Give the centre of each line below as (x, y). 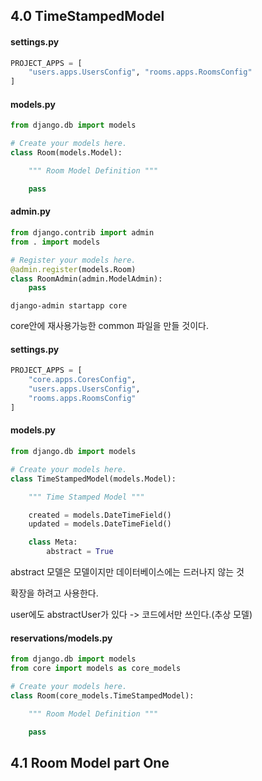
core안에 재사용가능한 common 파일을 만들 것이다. (109, 326)
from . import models (55, 242)
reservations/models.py (61, 638)
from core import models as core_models (96, 669)
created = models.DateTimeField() (100, 515)
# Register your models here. (73, 260)
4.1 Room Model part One (90, 762)
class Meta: (53, 542)
